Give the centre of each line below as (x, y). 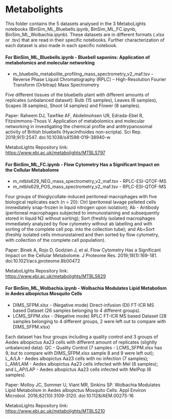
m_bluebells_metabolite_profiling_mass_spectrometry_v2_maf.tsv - (83, 74)
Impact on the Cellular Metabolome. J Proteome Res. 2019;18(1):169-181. (81, 256)
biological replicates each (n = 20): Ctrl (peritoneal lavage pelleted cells (81, 202)
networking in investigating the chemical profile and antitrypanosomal (79, 127)
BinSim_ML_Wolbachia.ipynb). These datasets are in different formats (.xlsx (85, 34)
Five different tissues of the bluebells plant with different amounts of (77, 95)
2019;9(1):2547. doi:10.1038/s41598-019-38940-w (58, 137)
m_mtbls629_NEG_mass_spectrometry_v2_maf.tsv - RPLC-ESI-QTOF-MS (89, 181)
